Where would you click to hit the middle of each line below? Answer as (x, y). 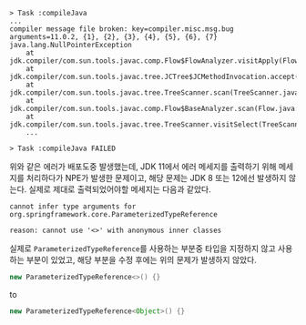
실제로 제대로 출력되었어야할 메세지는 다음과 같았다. (120, 189)
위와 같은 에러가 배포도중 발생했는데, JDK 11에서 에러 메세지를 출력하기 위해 (143, 167)
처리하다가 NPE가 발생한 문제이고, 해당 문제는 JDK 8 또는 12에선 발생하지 (156, 178)
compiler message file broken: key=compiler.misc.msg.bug (122, 29)
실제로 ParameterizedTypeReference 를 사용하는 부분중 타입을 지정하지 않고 (143, 249)
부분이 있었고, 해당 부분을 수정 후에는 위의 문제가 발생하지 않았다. (141, 260)
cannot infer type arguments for (73, 207)
